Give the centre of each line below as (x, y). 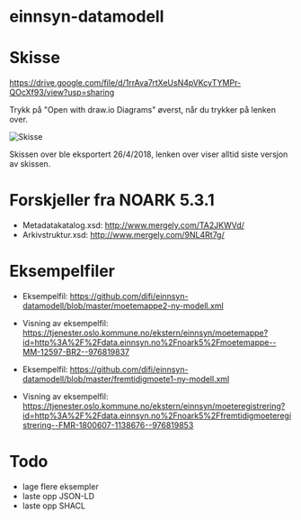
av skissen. (30, 164)
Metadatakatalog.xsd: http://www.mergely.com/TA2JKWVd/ (133, 225)
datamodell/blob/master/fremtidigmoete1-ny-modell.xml (126, 379)
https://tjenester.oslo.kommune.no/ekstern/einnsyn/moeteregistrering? (154, 406)
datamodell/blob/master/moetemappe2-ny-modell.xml (123, 306)
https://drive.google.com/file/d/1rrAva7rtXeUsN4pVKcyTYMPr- (125, 83)
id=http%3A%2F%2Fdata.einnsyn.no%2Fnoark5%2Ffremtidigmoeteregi (157, 415)
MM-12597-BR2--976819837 (76, 352)
